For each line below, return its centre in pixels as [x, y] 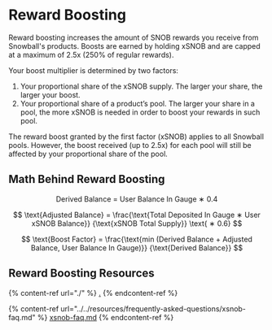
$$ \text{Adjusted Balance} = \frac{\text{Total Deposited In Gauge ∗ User [137, 215]
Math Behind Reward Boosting [87, 179]
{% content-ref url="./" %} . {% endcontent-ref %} [93, 293]
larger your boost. [50, 94]
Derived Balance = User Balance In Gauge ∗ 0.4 [137, 199]
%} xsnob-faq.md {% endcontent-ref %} [105, 317]
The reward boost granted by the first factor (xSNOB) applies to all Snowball [136, 137]
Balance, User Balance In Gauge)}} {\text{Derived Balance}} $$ [137, 247]
